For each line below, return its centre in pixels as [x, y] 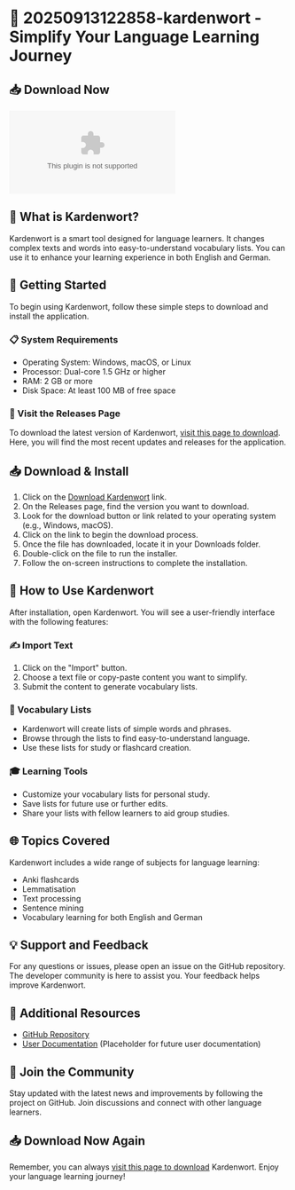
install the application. [49, 316]
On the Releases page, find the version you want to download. [136, 507]
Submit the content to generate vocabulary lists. [109, 687]
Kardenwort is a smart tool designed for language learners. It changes [137, 238]
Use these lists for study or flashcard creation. [107, 748]
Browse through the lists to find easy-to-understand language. [136, 738]
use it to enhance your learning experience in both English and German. [140, 257]
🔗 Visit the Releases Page [65, 414]
